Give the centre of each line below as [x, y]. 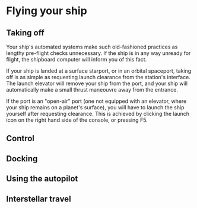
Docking [22, 159]
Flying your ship [47, 11]
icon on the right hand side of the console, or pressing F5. [77, 120]
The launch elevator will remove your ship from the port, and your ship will [97, 83]
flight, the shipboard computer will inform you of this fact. [77, 59]
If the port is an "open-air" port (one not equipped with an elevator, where [96, 101]
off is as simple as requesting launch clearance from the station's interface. [99, 77]
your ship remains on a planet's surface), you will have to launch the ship [95, 107]
